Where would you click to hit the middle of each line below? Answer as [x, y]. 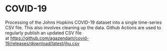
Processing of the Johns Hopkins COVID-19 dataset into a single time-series [83, 22]
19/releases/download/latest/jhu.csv [42, 43]
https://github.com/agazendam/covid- [49, 38]
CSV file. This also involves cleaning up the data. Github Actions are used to [83, 27]
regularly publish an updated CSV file [44, 33]
